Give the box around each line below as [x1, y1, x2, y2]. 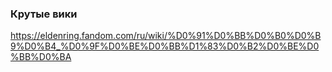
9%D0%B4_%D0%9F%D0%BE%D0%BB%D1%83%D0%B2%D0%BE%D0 [10, 40, 320, 52]
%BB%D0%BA [10, 51, 72, 63]
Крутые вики [10, 7, 78, 21]
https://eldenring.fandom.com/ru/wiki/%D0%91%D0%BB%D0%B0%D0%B [10, 30, 322, 42]
